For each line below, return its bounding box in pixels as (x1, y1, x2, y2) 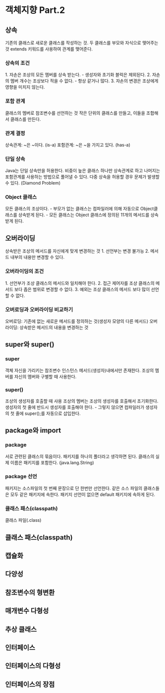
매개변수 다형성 (5, 607, 49, 615)
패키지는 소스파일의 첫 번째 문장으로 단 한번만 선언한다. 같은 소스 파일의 (5, 485, 143, 491)
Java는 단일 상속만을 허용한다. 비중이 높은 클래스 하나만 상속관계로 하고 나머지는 (5, 168, 160, 174)
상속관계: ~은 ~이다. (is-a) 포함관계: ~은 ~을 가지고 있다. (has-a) (5, 142, 130, 148)
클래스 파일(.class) (5, 517, 42, 523)
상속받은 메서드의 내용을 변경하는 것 (19, 324, 89, 330)
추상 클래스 (5, 625, 37, 634)
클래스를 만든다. (10, 116, 41, 122)
